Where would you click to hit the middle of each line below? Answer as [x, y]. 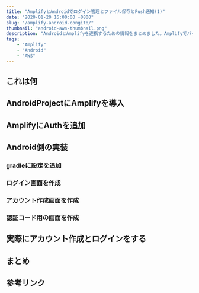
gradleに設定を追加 [34, 165]
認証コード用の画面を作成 [43, 218]
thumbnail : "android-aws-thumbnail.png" [57, 28]
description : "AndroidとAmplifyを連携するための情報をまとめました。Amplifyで [97, 34]
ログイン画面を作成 [33, 183]
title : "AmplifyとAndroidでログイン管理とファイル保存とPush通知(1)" [86, 12]
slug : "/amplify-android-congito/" [50, 23]
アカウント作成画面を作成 [43, 200]
